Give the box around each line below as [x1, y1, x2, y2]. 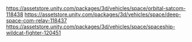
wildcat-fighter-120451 [6, 29, 61, 36]
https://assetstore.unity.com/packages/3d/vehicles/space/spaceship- [6, 23, 176, 30]
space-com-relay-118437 [6, 17, 68, 24]
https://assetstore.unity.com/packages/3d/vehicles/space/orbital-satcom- [6, 5, 186, 12]
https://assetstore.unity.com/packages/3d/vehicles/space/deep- [24, 11, 181, 18]
